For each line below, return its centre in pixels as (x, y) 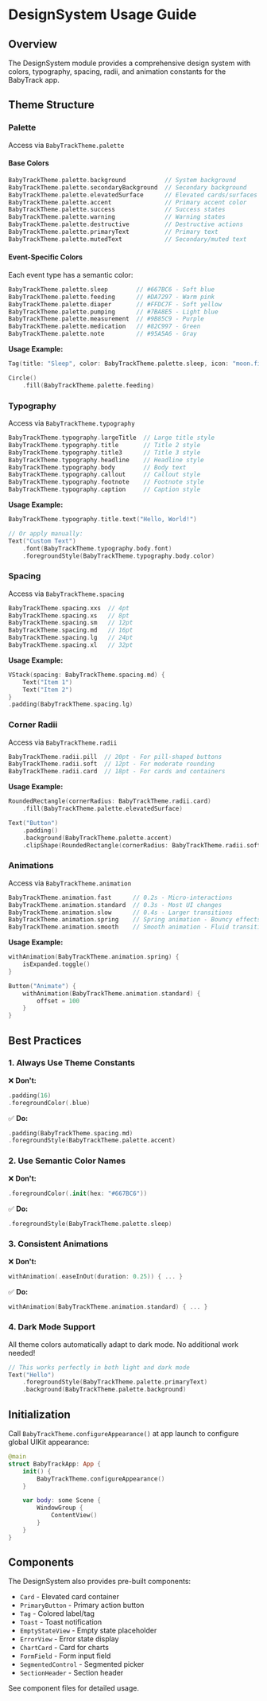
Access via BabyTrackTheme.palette (66, 145)
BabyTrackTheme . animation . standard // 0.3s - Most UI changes (115, 905)
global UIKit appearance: (49, 1442)
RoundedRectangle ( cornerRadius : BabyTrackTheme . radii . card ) (110, 801)
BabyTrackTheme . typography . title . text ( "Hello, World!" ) (103, 520)
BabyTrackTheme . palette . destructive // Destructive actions (126, 224)
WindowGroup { (60, 1508)
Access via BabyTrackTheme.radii (63, 742)
